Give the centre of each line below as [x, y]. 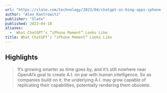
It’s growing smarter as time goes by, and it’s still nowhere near [82, 69]
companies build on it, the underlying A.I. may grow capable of [82, 80]
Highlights [22, 57]
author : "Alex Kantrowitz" [33, 14]
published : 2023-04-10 [29, 23]
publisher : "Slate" [25, 19]
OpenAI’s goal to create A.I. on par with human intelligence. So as [84, 74]
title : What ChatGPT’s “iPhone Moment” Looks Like [59, 38]
